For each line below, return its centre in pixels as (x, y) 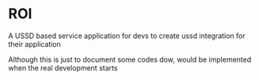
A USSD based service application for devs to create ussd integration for (127, 36)
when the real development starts (63, 67)
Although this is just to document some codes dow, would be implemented (130, 59)
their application (35, 44)
